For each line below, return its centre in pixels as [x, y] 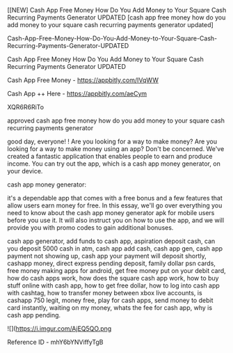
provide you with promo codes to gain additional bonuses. [90, 228]
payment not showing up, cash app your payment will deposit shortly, [107, 256]
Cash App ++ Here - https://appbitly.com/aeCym [77, 94]
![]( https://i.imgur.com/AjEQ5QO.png [59, 329]
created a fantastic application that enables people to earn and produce [110, 156]
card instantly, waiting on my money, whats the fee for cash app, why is [110, 308]
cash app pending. [34, 315]
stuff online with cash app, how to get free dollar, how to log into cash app [114, 285]
